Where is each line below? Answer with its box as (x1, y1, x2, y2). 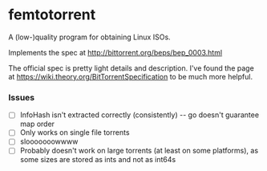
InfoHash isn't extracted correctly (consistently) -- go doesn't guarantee (19, 110, 259, 120)
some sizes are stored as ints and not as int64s (19, 155, 176, 165)
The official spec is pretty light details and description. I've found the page (8, 63, 254, 73)
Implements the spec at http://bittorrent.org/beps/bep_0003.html (8, 47, 223, 57)
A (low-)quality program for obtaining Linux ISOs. (8, 32, 171, 42)
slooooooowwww (19, 136, 79, 146)
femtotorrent (8, 6, 96, 24)
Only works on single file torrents (19, 128, 130, 137)
